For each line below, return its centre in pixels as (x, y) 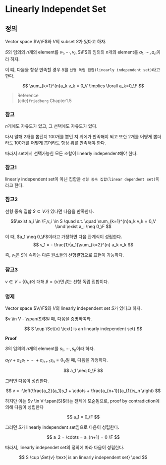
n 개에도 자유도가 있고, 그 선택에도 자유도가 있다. (51, 126)
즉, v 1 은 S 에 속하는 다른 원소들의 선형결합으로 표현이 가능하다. (65, 255)
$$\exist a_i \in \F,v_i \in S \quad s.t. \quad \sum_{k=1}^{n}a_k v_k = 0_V (83, 221)
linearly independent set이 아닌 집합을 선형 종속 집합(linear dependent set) (81, 179)
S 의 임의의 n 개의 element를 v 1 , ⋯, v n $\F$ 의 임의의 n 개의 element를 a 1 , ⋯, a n (81, 53)
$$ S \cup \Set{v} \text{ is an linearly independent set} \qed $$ (83, 458)
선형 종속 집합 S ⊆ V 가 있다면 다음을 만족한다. (50, 211)
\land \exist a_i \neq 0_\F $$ (83, 226)
